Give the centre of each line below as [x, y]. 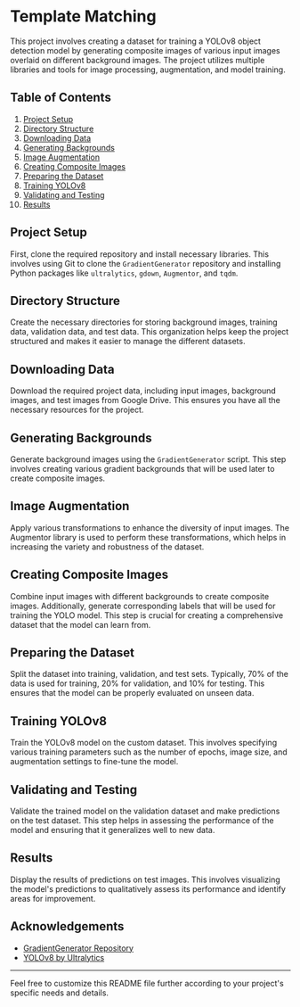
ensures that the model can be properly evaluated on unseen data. [132, 693]
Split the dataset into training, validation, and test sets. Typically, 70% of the [149, 674]
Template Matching [83, 17]
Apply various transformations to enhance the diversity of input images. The [150, 527]
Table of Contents [61, 98]
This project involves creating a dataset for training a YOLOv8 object [136, 41]
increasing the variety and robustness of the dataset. [107, 547]
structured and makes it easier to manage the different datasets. [128, 342]
